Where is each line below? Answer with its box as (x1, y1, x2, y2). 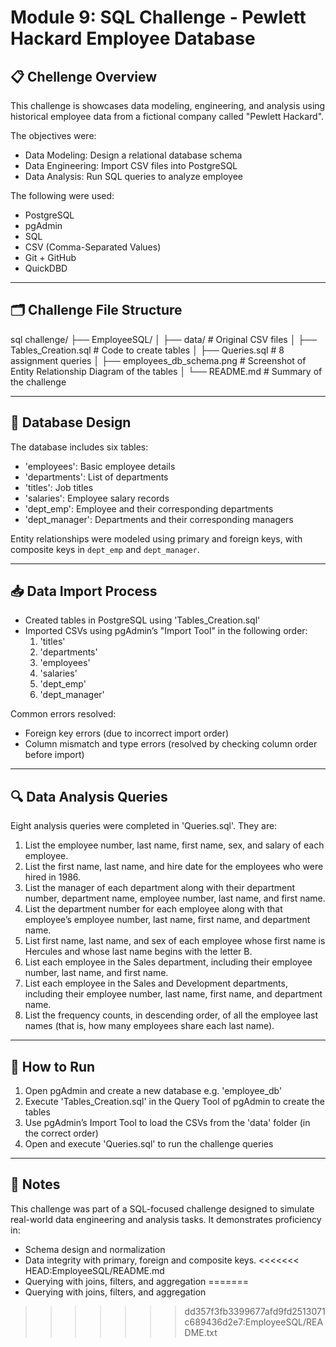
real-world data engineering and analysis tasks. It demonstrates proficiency (10, 1213, 322, 1225)
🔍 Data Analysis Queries (10, 788, 168, 805)
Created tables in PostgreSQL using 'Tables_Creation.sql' (24, 614, 261, 626)
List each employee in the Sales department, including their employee (24, 956, 313, 968)
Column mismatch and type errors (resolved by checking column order (24, 738, 318, 750)
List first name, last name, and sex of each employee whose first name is (24, 935, 326, 947)
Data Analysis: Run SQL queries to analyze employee (24, 171, 243, 182)
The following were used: (10, 190, 115, 201)
